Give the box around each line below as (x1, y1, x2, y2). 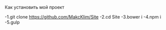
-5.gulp (5, 19, 20, 25)
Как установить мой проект (5, 4, 64, 10)
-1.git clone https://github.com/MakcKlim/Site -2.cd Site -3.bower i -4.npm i (5, 14, 161, 19)
